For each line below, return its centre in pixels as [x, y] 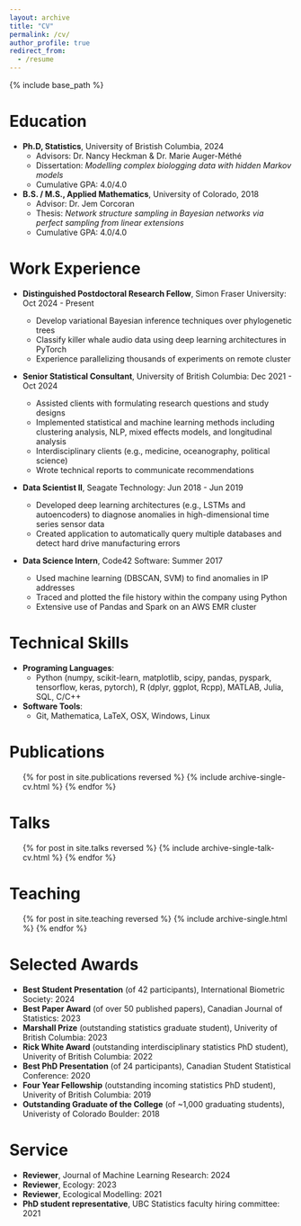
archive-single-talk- [238, 847]
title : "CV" [31, 26]
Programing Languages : [68, 667]
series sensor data [70, 524]
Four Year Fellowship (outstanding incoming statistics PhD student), [149, 1085]
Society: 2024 [49, 998]
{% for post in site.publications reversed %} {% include [124, 777]
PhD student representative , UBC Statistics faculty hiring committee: [151, 1204]
